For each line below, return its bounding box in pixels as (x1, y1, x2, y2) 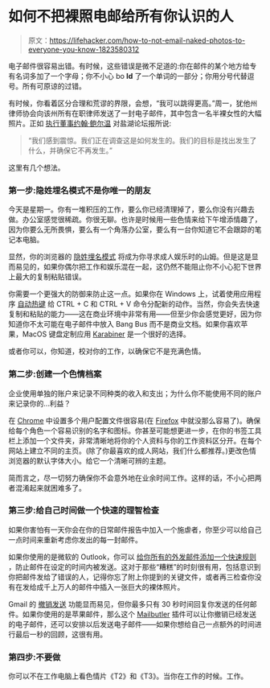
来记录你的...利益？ (8, 398, 72, 408)
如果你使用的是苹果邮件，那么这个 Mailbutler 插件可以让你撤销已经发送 (22, 609, 257, 619)
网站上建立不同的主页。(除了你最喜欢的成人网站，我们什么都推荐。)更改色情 (8, 446, 257, 455)
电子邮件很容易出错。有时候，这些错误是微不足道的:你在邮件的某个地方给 (8, 61, 251, 71)
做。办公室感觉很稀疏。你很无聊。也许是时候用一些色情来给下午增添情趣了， (8, 215, 262, 225)
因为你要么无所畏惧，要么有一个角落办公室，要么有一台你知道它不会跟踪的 (8, 225, 255, 234)
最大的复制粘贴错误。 (14, 272, 86, 282)
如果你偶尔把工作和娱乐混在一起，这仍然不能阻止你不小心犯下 (43, 262, 247, 272)
